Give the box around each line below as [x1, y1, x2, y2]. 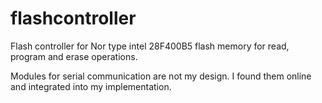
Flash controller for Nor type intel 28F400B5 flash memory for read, [10, 40, 290, 52]
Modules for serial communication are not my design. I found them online [10, 70, 312, 82]
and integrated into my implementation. [10, 80, 172, 92]
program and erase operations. [10, 50, 138, 62]
